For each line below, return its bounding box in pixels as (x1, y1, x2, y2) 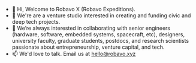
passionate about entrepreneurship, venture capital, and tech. (11, 43, 165, 51)
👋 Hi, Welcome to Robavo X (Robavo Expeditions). (11, 6, 136, 12)
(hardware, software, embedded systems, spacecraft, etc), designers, (11, 31, 185, 38)
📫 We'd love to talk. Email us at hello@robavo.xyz (11, 51, 136, 57)
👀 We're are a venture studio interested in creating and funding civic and (11, 12, 191, 19)
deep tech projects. (11, 18, 61, 25)
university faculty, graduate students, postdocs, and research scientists (11, 37, 189, 44)
